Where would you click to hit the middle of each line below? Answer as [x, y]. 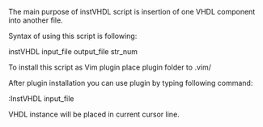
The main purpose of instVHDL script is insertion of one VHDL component [132, 12]
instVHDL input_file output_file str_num [73, 51]
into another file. [36, 20]
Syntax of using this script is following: [73, 36]
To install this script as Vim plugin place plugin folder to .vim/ [110, 67]
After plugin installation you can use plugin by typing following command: [131, 83]
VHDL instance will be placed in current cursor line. [94, 114]
